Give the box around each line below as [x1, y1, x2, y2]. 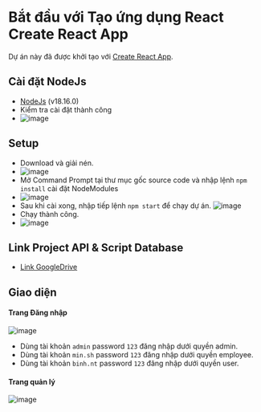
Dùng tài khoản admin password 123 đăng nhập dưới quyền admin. [19, 341, 239, 351]
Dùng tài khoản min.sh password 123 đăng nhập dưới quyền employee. [19, 349, 255, 359]
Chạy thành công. [19, 209, 80, 218]
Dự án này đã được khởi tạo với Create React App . [8, 51, 174, 61]
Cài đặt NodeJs [8, 75, 87, 88]
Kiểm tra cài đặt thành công [19, 104, 112, 114]
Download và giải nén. [19, 157, 94, 168]
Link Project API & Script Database [8, 241, 184, 255]
